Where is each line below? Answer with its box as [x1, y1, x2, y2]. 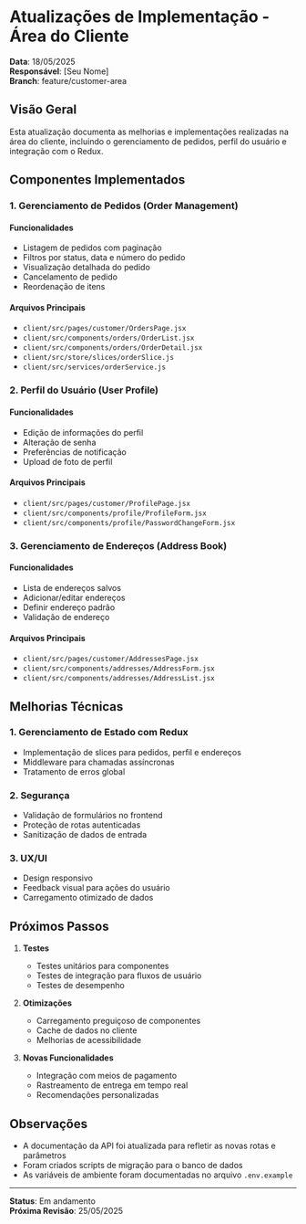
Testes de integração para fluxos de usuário [36, 970, 202, 981]
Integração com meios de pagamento [36, 1071, 178, 1082]
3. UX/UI [9, 852, 48, 865]
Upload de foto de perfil [22, 456, 113, 467]
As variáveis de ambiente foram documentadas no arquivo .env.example [22, 1169, 293, 1180]
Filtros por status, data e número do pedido [22, 252, 186, 263]
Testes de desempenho [36, 980, 125, 991]
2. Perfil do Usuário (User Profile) [9, 384, 159, 396]
